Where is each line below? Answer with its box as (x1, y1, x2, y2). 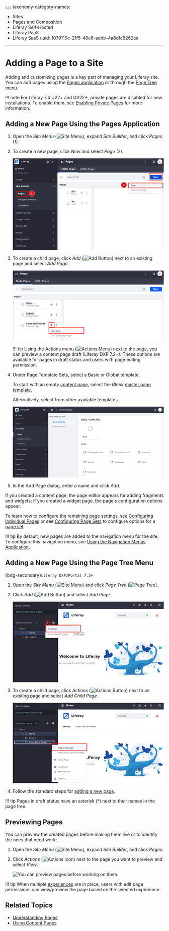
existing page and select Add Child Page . (12, 693, 99, 699)
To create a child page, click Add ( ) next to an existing (12, 255, 153, 261)
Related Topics (5, 901, 53, 910)
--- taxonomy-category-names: (5, 4, 70, 10)
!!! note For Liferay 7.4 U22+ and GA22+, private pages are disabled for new (5, 94, 162, 100)
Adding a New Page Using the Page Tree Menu (5, 558, 153, 567)
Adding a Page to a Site (5, 57, 104, 69)
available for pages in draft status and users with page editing (12, 357, 141, 363)
